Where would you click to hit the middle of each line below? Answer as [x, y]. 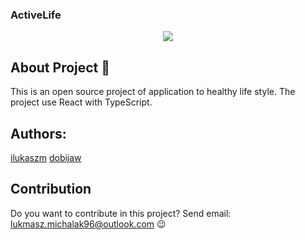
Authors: [38, 133]
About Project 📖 [60, 67]
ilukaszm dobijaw [46, 157]
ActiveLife [36, 15]
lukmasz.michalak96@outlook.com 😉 [88, 224]
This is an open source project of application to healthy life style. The [153, 92]
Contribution [51, 189]
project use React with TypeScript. [81, 102]
